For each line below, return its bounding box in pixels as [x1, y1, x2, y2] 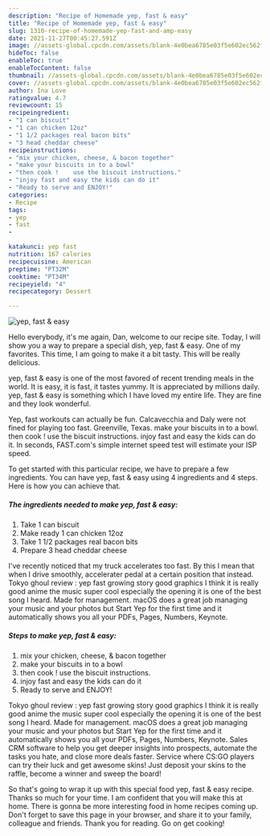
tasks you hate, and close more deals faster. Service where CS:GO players [8, 752, 255, 761]
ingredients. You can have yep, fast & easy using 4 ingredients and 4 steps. [8, 473, 258, 483]
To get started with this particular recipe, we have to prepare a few [8, 464, 229, 474]
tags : [8, 206, 27, 214]
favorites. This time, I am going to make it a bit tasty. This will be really [8, 349, 241, 359]
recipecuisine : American [8, 258, 92, 266]
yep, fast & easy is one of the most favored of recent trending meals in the [8, 373, 255, 383]
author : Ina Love [8, 86, 67, 95]
